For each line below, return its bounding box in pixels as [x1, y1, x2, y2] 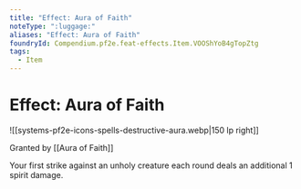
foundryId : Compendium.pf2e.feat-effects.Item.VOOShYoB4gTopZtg [9, 38, 259, 48]
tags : [9, 47, 30, 56]
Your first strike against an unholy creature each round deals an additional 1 [9, 160, 294, 171]
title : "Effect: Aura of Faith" [9, 13, 132, 23]
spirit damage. [9, 169, 64, 180]
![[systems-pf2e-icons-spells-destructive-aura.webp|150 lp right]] [9, 124, 260, 135]
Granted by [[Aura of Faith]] [9, 142, 114, 153]
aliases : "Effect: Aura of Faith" [9, 30, 141, 39]
